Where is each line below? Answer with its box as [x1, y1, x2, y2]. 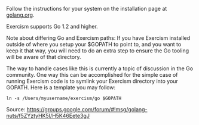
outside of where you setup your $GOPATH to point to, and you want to [6, 41, 182, 48]
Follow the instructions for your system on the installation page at [6, 5, 167, 12]
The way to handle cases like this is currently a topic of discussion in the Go [6, 65, 193, 72]
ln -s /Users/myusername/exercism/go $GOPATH [6, 95, 121, 101]
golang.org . [6, 11, 35, 18]
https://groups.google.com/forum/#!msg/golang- [26, 106, 148, 112]
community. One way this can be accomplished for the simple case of [6, 71, 178, 78]
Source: [6, 106, 26, 112]
